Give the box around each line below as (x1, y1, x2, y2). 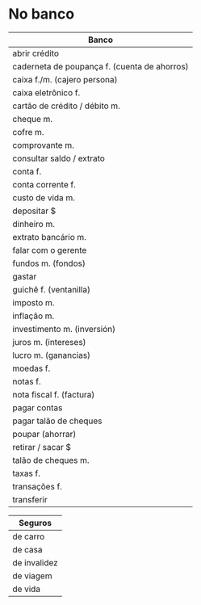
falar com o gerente (12, 244, 87, 255)
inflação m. (12, 310, 55, 321)
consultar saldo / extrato (12, 153, 105, 164)
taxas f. (12, 468, 40, 479)
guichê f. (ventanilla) (12, 284, 91, 295)
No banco (8, 5, 75, 23)
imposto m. (12, 296, 55, 308)
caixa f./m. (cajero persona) (12, 74, 119, 85)
